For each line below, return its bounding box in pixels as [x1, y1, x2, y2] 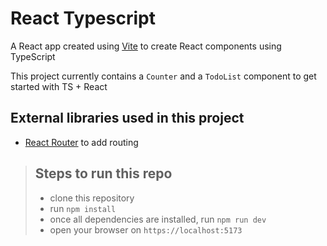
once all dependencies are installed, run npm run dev [49, 213, 267, 225]
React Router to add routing [24, 136, 139, 148]
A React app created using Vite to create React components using [10, 40, 282, 52]
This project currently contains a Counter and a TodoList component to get [10, 70, 317, 82]
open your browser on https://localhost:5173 [49, 223, 243, 236]
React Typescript [10, 7, 156, 30]
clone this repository [49, 192, 135, 204]
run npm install [49, 202, 117, 214]
